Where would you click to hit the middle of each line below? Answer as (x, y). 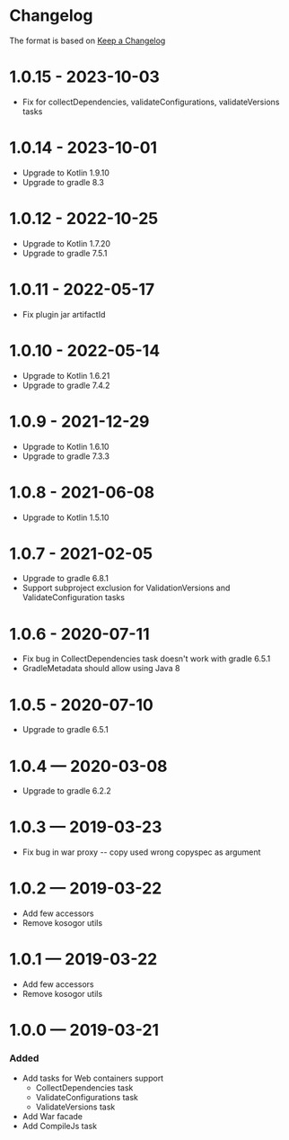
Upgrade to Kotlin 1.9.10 (66, 173)
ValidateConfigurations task (87, 1097)
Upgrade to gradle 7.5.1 (65, 253)
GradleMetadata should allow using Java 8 (101, 669)
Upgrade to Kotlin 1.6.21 (66, 375)
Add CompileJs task (59, 1126)
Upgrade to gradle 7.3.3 (66, 456)
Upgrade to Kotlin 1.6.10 (66, 446)
